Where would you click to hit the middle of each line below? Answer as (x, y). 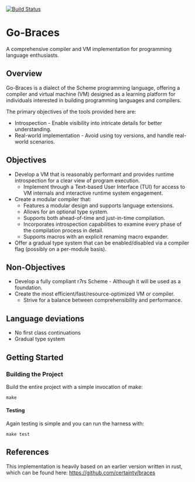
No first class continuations (47, 333)
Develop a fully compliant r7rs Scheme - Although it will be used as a (97, 281)
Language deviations (45, 319)
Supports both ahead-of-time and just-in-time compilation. (94, 218)
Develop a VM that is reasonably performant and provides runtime (94, 174)
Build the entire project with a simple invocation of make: (75, 386)
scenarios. (42, 141)
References (28, 452)
